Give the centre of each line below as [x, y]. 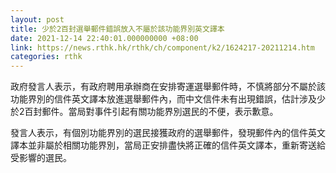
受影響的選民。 [41, 158]
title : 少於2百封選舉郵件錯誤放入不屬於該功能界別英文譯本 [117, 29]
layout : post [37, 19]
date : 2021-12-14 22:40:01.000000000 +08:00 [104, 38]
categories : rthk [46, 57]
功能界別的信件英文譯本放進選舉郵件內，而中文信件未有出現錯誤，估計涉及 [163, 99]
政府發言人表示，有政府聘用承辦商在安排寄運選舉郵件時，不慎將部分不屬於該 [168, 87]
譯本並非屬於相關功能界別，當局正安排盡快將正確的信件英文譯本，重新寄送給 [168, 145]
